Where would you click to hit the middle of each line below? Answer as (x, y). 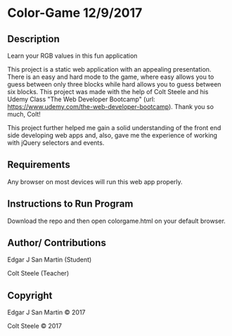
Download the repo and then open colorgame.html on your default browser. (117, 221)
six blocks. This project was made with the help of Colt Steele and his (108, 92)
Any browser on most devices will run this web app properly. (95, 181)
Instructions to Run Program (70, 204)
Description (33, 39)
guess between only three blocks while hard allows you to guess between (114, 84)
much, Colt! (24, 114)
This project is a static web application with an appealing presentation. (109, 69)
